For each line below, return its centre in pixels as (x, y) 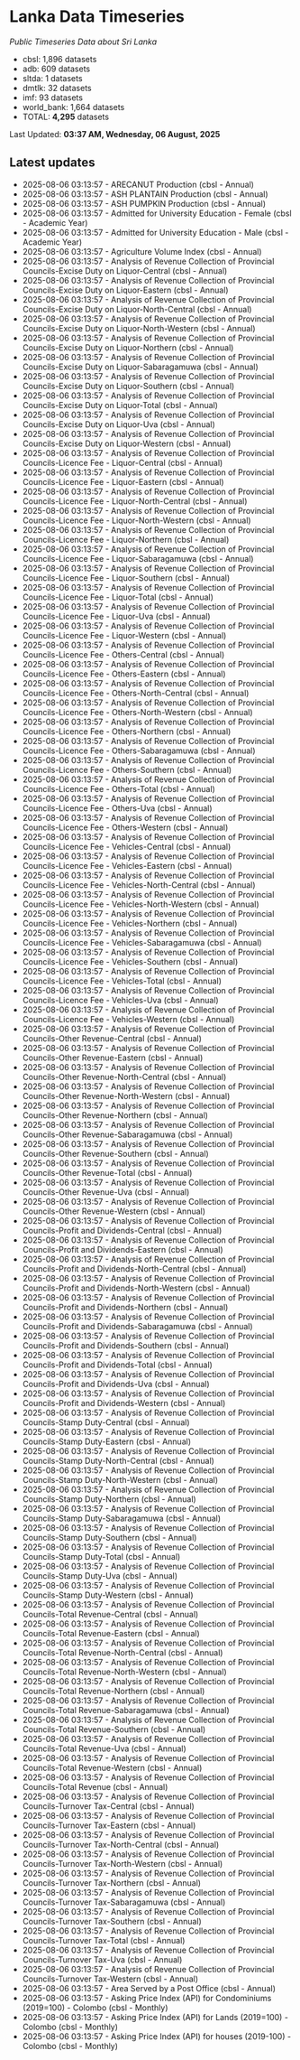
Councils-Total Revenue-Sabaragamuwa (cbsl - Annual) (126, 1710)
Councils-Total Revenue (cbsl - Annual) (95, 1786)
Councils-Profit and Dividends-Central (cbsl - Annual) (122, 1230)
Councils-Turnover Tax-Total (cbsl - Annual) (104, 1940)
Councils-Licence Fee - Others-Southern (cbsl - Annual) (127, 769)
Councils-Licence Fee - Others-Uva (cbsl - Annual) (118, 808)
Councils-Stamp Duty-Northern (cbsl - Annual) (109, 1499)
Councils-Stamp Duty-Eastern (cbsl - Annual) (107, 1441)
